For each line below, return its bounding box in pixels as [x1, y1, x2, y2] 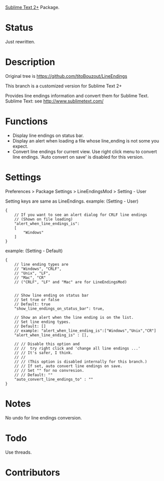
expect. [12, 143, 29, 149]
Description [5, 57, 55, 68]
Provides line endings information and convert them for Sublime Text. [5, 92, 149, 99]
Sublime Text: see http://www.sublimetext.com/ [5, 98, 104, 104]
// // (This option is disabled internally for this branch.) [14, 359, 147, 364]
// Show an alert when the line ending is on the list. [14, 315, 134, 320]
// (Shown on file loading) [14, 217, 73, 222]
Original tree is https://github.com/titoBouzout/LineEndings [5, 73, 127, 79]
